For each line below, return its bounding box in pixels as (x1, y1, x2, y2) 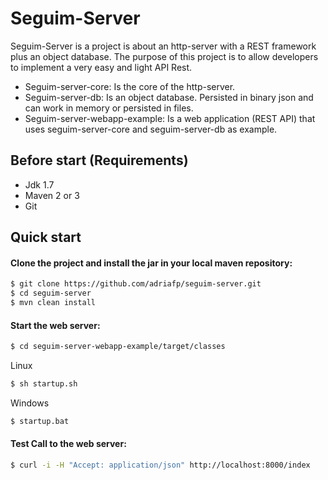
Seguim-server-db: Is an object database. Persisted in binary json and (24, 91, 314, 103)
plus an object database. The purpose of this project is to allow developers (10, 50, 319, 62)
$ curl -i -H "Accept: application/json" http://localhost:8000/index (10, 460, 311, 470)
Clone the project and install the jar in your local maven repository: (10, 257, 293, 269)
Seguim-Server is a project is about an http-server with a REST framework (10, 40, 317, 52)
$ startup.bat (10, 416, 70, 426)
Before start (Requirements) (10, 152, 189, 169)
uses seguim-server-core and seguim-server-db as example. (24, 123, 278, 135)
